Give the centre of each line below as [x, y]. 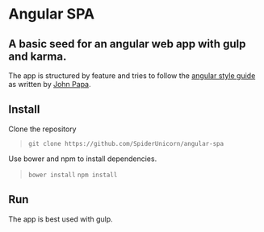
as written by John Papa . [50, 84]
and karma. [38, 56]
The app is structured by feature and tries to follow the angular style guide [132, 76]
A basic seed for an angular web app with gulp [127, 44]
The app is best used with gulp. [61, 219]
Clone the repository [42, 129]
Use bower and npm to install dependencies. [83, 159]
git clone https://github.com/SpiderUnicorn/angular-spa [126, 143]
